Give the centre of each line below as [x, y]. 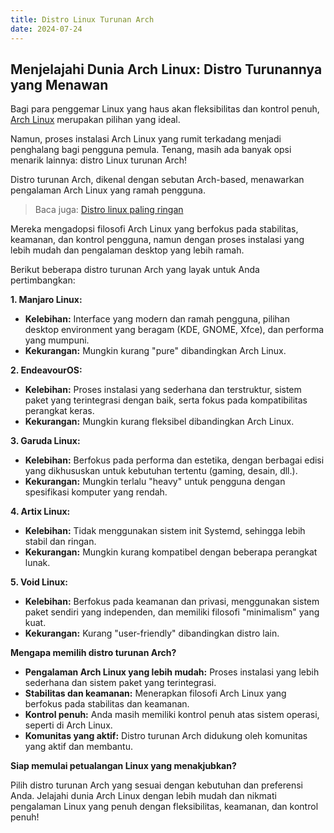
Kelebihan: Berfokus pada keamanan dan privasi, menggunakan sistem [172, 602]
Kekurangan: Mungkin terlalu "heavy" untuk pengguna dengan [155, 482]
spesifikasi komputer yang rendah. [96, 492]
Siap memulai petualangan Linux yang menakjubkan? [123, 766]
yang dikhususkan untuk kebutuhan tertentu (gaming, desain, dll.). [161, 471]
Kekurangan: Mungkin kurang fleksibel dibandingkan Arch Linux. [159, 422]
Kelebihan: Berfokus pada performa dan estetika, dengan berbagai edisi [174, 460]
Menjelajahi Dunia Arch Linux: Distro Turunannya [166, 69]
